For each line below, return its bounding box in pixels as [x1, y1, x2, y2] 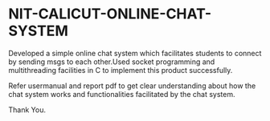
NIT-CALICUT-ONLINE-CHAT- [8, 5, 212, 23]
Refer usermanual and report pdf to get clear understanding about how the [8, 81, 256, 91]
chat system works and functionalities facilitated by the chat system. [8, 89, 235, 99]
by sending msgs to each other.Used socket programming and [8, 57, 215, 67]
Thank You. [8, 105, 47, 115]
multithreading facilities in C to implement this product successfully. [8, 65, 233, 75]
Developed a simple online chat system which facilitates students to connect [8, 48, 262, 58]
